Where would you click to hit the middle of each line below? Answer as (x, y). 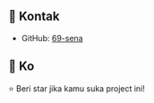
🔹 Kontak (34, 17)
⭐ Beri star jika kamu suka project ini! (77, 88)
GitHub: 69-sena (52, 38)
